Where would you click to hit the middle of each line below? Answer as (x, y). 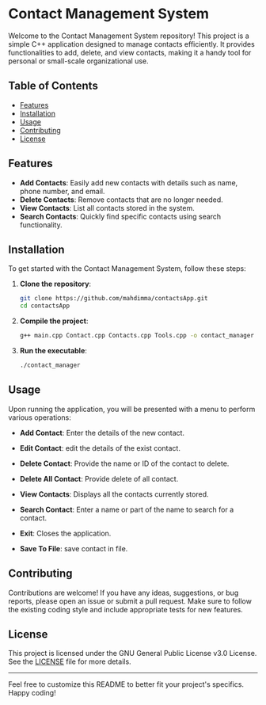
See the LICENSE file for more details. (70, 661)
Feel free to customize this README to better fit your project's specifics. (126, 684)
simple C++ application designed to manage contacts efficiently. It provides (131, 44)
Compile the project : (54, 321)
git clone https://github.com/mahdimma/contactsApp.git (114, 299)
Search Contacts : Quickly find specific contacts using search (120, 216)
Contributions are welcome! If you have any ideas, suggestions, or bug (123, 593)
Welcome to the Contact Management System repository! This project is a (129, 36)
